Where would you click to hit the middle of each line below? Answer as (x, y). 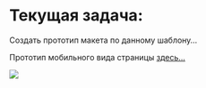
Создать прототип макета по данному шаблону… (103, 40)
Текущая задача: (76, 16)
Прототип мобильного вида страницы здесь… (98, 57)
